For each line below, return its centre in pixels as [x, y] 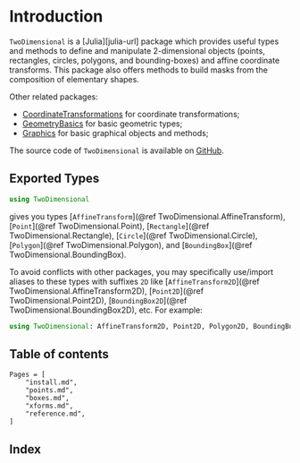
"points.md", [50, 390]
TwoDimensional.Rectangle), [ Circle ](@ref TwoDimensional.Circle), [133, 236]
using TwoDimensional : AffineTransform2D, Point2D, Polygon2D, [129, 326]
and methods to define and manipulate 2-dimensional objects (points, [137, 50]
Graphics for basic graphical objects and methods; [115, 133]
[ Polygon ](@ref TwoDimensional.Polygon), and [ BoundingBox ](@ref [131, 244]
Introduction [56, 17]
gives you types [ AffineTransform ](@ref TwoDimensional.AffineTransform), [147, 216]
